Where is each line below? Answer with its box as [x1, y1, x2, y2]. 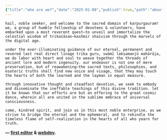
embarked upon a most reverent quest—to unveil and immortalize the [5, 29, 150, 35]
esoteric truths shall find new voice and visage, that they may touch [5, 69, 157, 73]
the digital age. [5, 38, 41, 43]
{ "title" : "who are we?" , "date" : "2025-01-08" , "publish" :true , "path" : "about [5, 7, 164, 12]
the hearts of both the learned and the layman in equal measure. [5, 73, 146, 78]
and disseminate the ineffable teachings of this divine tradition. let [5, 86, 159, 91]
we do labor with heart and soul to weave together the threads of [5, 56, 148, 61]
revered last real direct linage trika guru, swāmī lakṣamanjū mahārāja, [5, 51, 162, 56]
